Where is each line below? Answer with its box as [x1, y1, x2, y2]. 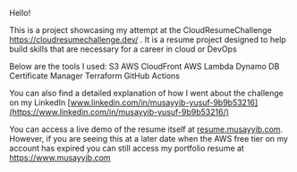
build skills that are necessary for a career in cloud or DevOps [9, 44, 237, 54]
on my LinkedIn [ [9, 97, 72, 108]
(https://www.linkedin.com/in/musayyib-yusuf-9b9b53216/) [9, 107, 230, 117]
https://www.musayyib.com [9, 152, 111, 163]
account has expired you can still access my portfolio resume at [9, 143, 244, 153]
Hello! [9, 8, 31, 18]
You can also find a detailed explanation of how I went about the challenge [9, 88, 284, 98]
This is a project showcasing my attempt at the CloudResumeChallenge [9, 25, 273, 35]
